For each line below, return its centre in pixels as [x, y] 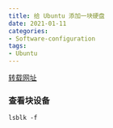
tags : [17, 46]
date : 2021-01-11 [38, 23]
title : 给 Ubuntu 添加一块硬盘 [56, 16]
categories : [28, 31]
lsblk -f [23, 118]
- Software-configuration [52, 38]
